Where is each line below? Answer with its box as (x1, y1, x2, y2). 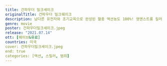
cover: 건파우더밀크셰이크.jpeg (5, 44, 63, 49)
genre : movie (5, 21, 32, 26)
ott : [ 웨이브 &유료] (5, 35, 41, 40)
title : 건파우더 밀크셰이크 (5, 7, 54, 12)
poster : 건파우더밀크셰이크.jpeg (5, 26, 65, 31)
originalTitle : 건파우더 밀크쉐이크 (5, 12, 72, 17)
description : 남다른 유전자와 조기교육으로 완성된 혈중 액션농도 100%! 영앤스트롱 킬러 (5, 16, 163, 21)
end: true (5, 49, 26, 54)
